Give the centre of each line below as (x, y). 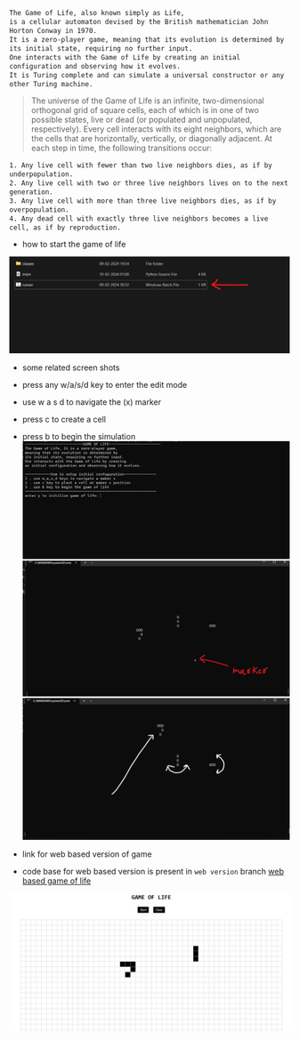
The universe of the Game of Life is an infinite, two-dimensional (147, 101)
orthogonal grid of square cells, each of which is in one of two (145, 110)
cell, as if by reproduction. (65, 228)
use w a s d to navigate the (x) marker (92, 402)
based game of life (57, 881)
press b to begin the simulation (79, 436)
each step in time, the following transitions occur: (121, 148)
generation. (31, 192)
